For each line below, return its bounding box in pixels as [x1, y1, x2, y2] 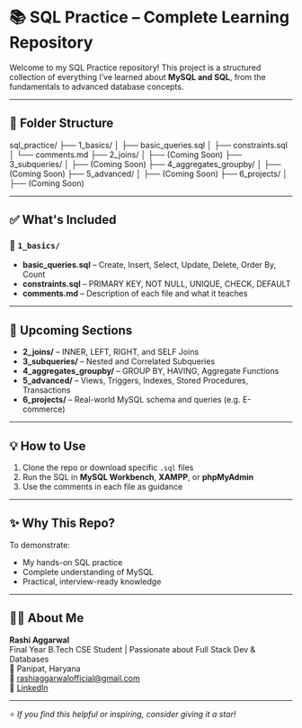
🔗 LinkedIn [9, 682, 49, 693]
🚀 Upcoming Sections [9, 323, 133, 338]
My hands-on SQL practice [22, 556, 123, 567]
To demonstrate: [9, 539, 70, 550]
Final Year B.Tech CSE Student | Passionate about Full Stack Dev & [9, 644, 256, 654]
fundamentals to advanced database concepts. [9, 81, 184, 92]
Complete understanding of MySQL [22, 566, 155, 577]
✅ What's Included [9, 212, 117, 227]
